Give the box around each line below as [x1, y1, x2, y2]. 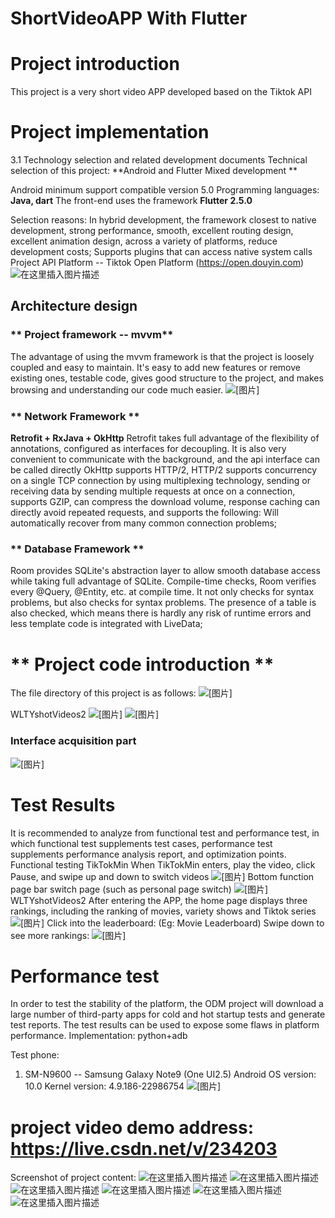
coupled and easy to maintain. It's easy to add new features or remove [10, 361, 301, 373]
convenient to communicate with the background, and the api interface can [10, 453, 320, 466]
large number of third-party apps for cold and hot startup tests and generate [10, 1008, 326, 1021]
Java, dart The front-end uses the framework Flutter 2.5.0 [10, 195, 253, 207]
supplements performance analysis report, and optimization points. [10, 848, 287, 860]
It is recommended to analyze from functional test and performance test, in [10, 827, 320, 839]
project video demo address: [10, 1116, 255, 1139]
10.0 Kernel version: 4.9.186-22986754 [24, 1080, 185, 1092]
